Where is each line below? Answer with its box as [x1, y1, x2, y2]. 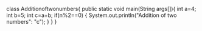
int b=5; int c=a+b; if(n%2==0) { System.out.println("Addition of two [6, 12, 177, 19]
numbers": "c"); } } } [6, 18, 57, 25]
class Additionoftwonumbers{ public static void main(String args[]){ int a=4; [6, 5, 197, 12]
